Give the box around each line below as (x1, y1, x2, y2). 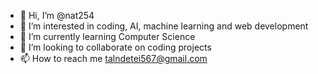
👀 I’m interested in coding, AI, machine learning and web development (19, 20, 309, 32)
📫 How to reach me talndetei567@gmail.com (19, 53, 208, 64)
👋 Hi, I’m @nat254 (19, 10, 95, 21)
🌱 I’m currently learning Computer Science (19, 31, 196, 42)
